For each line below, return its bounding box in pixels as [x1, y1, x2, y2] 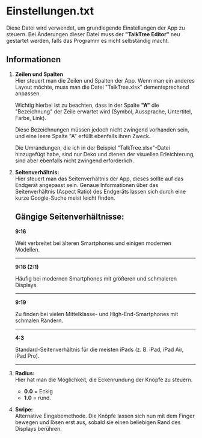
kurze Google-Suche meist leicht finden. [14, 194, 115, 202]
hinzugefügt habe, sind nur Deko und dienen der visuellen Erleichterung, [14, 150, 195, 157]
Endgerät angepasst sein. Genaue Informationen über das [14, 181, 159, 188]
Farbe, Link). [14, 114, 47, 121]
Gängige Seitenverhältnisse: [14, 212, 124, 222]
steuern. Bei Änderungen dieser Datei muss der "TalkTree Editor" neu [6, 30, 180, 37]
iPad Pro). [14, 352, 40, 360]
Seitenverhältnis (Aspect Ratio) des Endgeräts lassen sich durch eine [14, 188, 186, 195]
